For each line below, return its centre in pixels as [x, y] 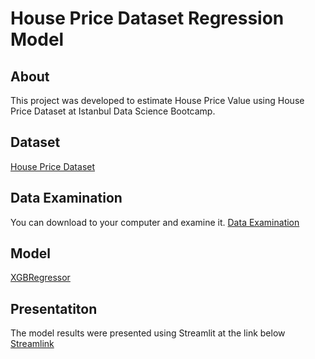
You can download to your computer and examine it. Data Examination [155, 222]
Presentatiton [54, 308]
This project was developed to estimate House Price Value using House [157, 100]
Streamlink [32, 344]
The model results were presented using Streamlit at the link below [148, 333]
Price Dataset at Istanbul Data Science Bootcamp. [113, 111]
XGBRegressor [40, 278]
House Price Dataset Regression [147, 18]
